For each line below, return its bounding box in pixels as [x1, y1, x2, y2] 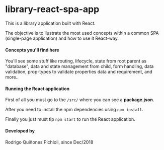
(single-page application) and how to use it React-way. [5, 35, 119, 41]
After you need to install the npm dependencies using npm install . [5, 107, 143, 113]
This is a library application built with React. [5, 20, 96, 26]
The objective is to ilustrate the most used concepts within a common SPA [5, 30, 159, 36]
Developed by [5, 127, 35, 134]
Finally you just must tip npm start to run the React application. [5, 116, 135, 122]
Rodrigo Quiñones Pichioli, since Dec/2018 [5, 139, 94, 145]
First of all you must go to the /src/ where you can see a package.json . [5, 97, 154, 103]
